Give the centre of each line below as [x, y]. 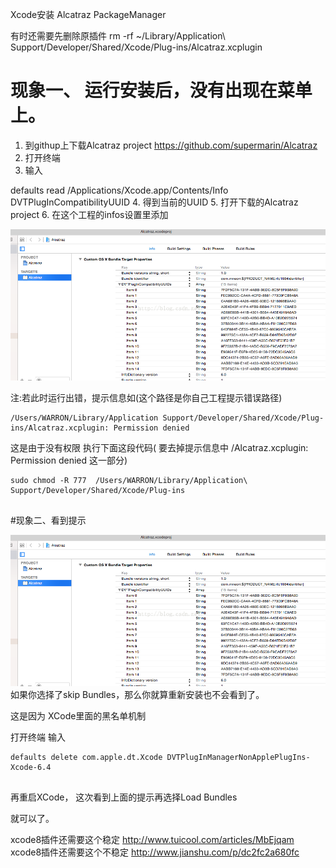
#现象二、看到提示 [48, 520]
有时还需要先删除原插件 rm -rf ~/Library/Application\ [118, 36]
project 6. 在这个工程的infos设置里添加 [89, 214]
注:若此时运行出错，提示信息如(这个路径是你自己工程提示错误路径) [146, 397]
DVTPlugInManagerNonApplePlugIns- [238, 757]
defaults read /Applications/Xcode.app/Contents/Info [119, 190]
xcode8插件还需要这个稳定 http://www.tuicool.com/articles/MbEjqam [152, 839]
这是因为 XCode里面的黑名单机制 [78, 715]
